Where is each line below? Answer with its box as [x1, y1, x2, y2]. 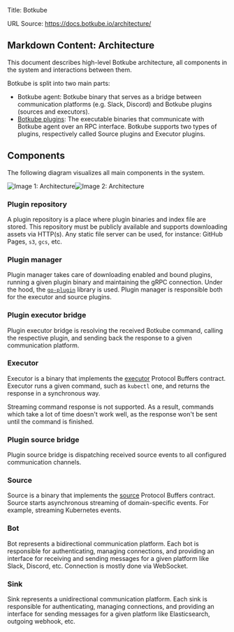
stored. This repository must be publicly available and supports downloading [7, 223, 228, 231]
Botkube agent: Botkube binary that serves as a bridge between [17, 92, 202, 100]
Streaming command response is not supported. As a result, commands [7, 402, 214, 411]
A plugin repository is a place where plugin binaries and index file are [7, 215, 206, 223]
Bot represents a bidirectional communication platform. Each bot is [7, 539, 199, 548]
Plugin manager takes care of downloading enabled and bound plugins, [7, 271, 213, 279]
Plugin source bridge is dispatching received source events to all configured [7, 451, 227, 459]
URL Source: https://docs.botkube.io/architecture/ [7, 20, 152, 27]
